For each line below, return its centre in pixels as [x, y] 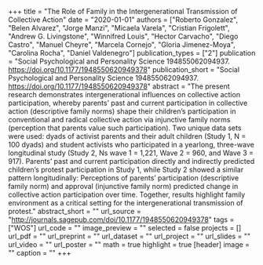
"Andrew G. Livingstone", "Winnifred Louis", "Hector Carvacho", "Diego [123, 36]
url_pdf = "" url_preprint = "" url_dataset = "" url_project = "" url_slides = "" [130, 236]
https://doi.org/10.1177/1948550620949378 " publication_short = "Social [124, 69]
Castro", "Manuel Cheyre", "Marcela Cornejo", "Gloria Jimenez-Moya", [122, 45]
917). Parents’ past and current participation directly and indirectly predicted [131, 161]
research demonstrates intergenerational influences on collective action [124, 94]
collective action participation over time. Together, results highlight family [127, 194]
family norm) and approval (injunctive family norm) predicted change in [123, 186]
